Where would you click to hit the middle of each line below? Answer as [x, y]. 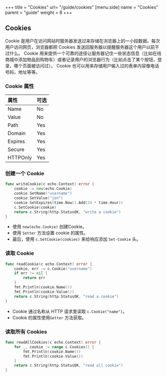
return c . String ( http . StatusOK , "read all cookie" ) [69, 366]
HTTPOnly [20, 158]
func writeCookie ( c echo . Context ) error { [50, 184]
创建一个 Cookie [25, 174]
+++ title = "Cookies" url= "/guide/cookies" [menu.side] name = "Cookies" [82, 7]
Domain [17, 133]
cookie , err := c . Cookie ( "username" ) [53, 269]
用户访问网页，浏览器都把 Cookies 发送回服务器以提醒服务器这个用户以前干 [82, 47]
